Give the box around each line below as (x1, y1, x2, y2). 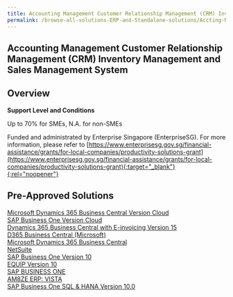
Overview (7, 87, 51, 99)
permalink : (7, 17, 39, 24)
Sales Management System (7, 64, 128, 76)
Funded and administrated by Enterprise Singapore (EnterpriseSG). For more (7, 133, 226, 141)
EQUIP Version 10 (7, 260, 58, 268)
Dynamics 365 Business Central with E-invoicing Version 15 (7, 223, 178, 231)
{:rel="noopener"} (7, 169, 59, 178)
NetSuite (7, 245, 33, 253)
